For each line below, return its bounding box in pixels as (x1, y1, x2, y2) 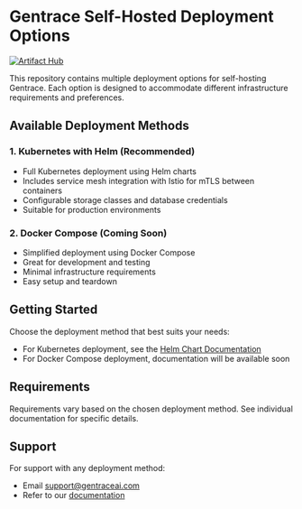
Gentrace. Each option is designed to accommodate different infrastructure (9, 82, 288, 93)
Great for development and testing (22, 256, 151, 267)
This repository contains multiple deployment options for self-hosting (9, 72, 267, 83)
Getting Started (9, 302, 98, 318)
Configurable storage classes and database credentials (22, 194, 228, 205)
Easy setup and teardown (22, 275, 117, 286)
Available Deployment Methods (9, 118, 189, 134)
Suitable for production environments (22, 204, 161, 215)
